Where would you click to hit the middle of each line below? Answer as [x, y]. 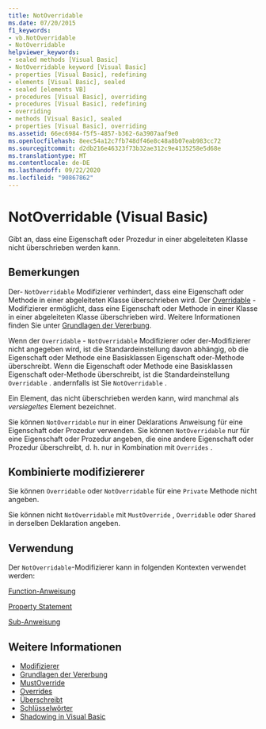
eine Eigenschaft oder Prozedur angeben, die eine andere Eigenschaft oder [131, 439]
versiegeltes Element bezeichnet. [62, 406]
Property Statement [40, 607]
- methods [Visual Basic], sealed [65, 119]
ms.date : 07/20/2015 [42, 23]
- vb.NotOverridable [42, 38]
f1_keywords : [30, 30]
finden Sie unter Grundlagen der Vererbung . [80, 325]
